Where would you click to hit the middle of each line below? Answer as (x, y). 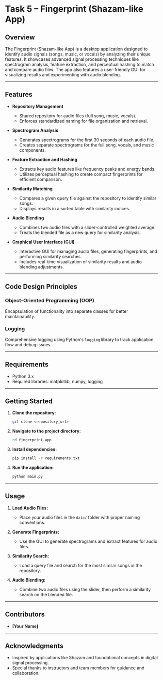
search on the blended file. (46, 594)
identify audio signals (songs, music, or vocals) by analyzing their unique (78, 54)
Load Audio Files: (30, 508)
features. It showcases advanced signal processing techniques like (72, 59)
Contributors (25, 615)
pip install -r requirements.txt (46, 458)
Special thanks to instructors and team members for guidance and (78, 668)
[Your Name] (25, 626)
